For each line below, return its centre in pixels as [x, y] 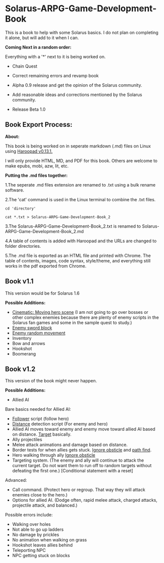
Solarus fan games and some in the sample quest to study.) [72, 322]
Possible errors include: [29, 515]
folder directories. [23, 246]
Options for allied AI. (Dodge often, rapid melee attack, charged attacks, [85, 500]
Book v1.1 [19, 281]
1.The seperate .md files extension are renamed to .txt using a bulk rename [80, 185]
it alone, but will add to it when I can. [42, 38]
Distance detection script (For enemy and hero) [60, 424]
